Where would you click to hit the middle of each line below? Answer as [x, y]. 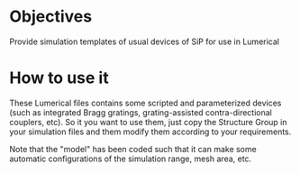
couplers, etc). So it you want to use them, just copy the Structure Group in [148, 122]
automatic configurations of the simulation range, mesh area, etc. [131, 159]
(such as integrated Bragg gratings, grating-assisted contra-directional [141, 112]
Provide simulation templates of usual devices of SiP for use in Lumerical [144, 41]
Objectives [51, 17]
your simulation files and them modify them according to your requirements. [150, 132]
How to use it [59, 78]
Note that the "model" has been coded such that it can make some [133, 149]
